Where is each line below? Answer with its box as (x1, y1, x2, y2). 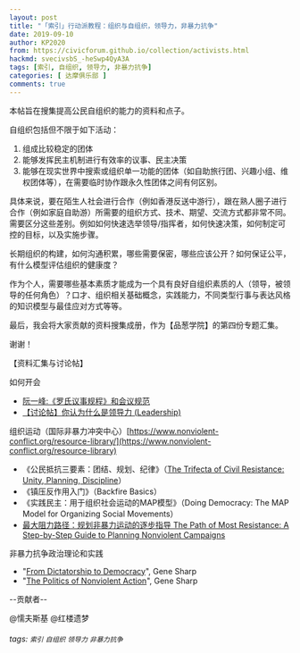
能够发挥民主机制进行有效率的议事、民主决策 (21, 154, 187, 165)
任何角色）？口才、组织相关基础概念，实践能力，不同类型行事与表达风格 (24, 289, 291, 300)
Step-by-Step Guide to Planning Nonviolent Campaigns (21, 529, 226, 540)
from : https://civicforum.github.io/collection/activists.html (9, 46, 250, 55)
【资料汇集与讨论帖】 (9, 357, 87, 368)
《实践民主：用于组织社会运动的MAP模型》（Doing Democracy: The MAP (21, 497, 290, 507)
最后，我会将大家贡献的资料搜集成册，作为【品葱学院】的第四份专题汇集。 (9, 319, 283, 331)
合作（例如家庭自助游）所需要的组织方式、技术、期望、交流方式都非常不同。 (9, 206, 291, 217)
